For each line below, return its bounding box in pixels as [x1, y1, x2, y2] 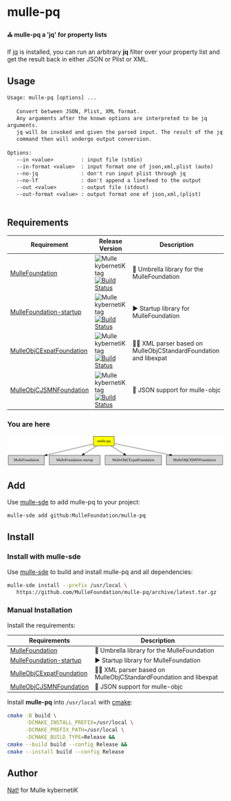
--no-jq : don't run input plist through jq [16, 170, 186, 177]
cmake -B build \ [7, 712, 57, 719]
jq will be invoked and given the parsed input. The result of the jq [16, 129, 223, 136]
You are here [7, 419, 50, 428]
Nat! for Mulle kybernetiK [7, 786, 78, 794]
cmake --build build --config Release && [7, 741, 128, 749]
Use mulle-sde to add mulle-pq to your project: [7, 498, 141, 506]
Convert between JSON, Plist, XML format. [16, 108, 140, 115]
